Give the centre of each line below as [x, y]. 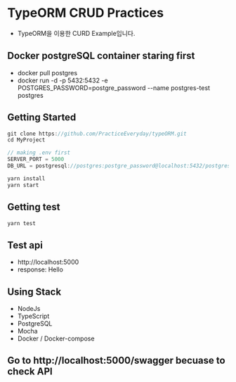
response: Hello [40, 269]
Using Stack [34, 292]
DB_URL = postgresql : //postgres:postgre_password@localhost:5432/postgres [119, 166]
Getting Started [42, 117]
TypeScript [33, 316]
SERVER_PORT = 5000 [36, 160]
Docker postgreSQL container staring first [101, 56]
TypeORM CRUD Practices [85, 13]
